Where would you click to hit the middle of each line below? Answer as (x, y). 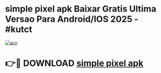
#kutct (19, 29)
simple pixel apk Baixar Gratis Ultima (81, 9)
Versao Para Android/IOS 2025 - (72, 19)
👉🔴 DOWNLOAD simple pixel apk (74, 63)
